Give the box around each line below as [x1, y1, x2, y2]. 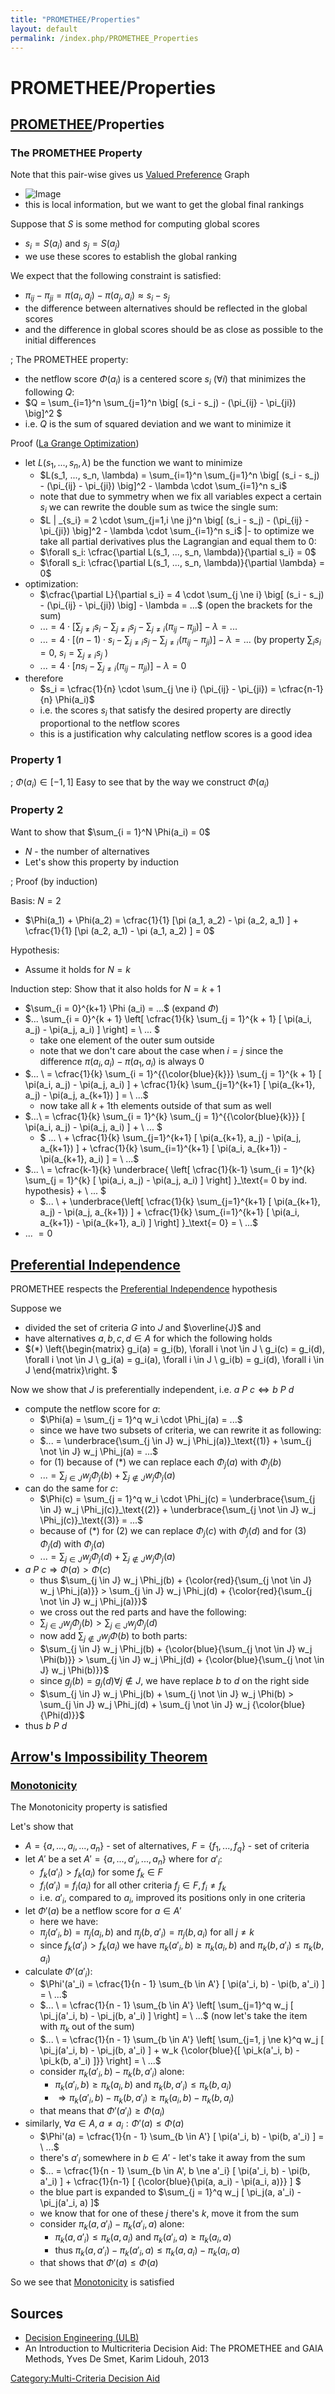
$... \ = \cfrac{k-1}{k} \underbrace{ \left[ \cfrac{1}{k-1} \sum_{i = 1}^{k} [24, 1164, 316, 1176]
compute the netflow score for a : [24, 1403, 161, 1415]
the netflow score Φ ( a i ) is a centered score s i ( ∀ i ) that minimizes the [24, 372, 307, 387]
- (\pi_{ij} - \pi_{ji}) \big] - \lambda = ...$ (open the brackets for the [39, 599, 313, 611]
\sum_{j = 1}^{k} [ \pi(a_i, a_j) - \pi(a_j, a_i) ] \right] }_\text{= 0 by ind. [24, 1174, 308, 1186]
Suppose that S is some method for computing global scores [10, 218, 260, 230]
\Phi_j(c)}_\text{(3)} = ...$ [39, 1514, 144, 1526]
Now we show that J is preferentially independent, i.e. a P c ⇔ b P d [10, 1384, 295, 1396]
